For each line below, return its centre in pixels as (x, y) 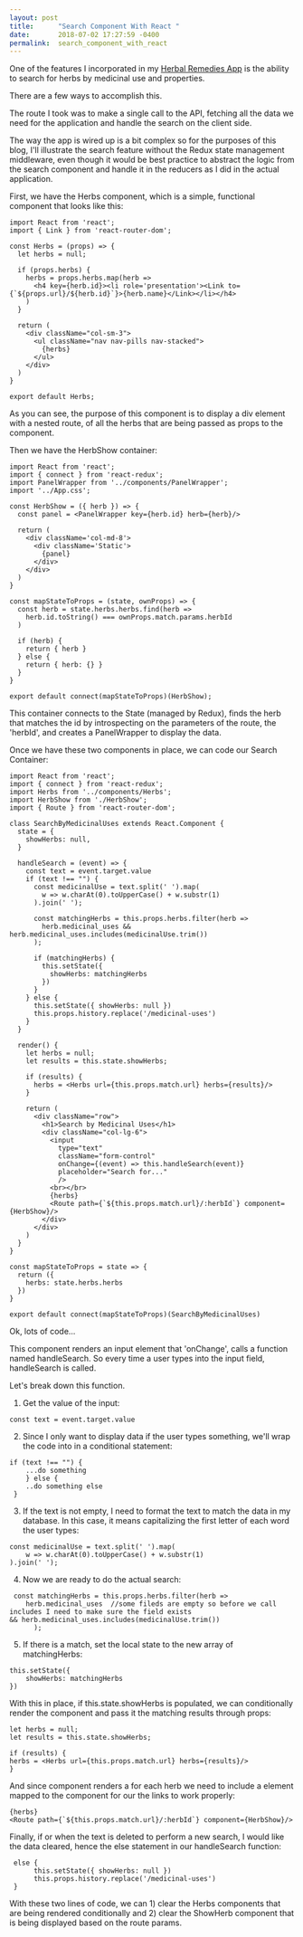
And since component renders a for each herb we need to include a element (151, 1786)
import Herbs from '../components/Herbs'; (90, 793)
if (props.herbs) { (54, 271)
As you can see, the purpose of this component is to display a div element (147, 413)
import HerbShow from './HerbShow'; (78, 800)
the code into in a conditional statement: (97, 1446)
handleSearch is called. (53, 1368)
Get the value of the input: (71, 1403)
